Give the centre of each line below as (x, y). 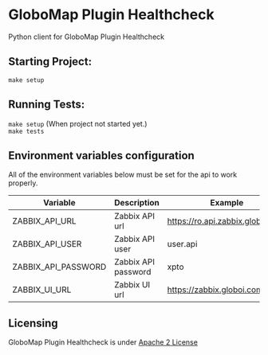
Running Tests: (47, 105)
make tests (26, 131)
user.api (182, 244)
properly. (23, 183)
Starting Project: (50, 62)
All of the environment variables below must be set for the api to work (123, 175)
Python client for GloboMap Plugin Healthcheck (87, 37)
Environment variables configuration (102, 156)
